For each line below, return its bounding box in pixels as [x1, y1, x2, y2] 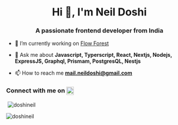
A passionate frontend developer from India [35, 27, 164, 35]
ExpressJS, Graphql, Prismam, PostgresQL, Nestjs [14, 57, 141, 65]
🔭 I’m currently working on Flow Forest [14, 40, 109, 47]
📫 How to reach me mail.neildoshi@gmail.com [14, 69, 132, 76]
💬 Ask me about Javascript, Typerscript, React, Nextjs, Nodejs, [14, 52, 173, 59]
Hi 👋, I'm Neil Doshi [51, 5, 147, 19]
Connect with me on [6, 86, 65, 95]
